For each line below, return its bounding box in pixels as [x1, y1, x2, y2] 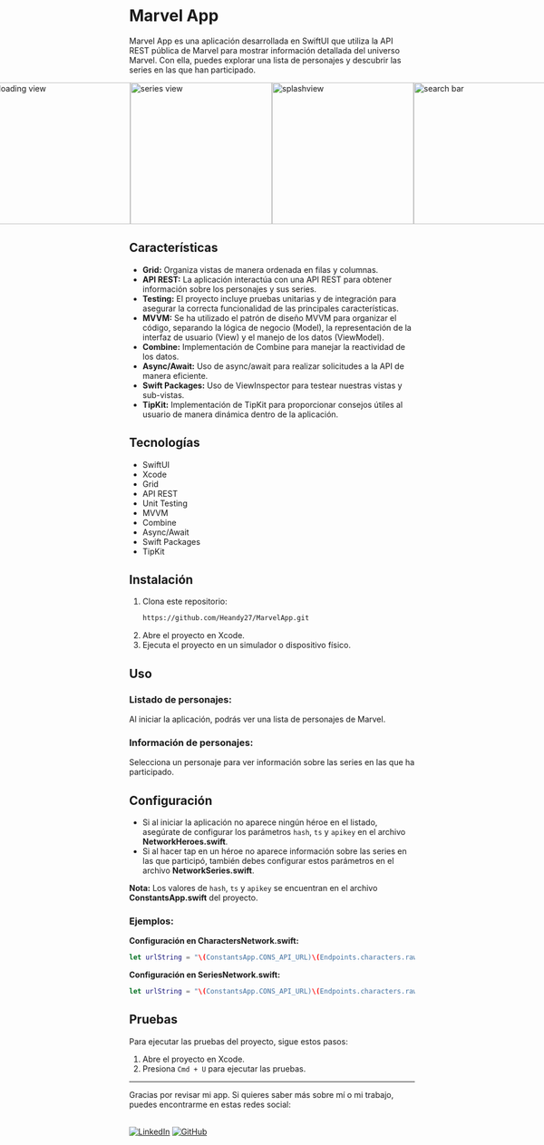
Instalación [129, 572, 194, 587]
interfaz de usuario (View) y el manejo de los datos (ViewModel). [141, 332, 385, 343]
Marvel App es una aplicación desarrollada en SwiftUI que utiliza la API [129, 35, 393, 46]
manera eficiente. [141, 370, 209, 381]
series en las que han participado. [129, 64, 257, 75]
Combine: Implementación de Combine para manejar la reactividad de [141, 341, 406, 352]
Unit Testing [141, 498, 188, 509]
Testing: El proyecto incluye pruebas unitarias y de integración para [141, 293, 397, 304]
